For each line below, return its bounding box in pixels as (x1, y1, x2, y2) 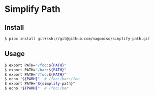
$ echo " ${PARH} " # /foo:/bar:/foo (4, 77, 80, 82)
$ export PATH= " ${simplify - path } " (4, 81, 76, 86)
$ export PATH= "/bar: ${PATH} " (4, 67, 67, 72)
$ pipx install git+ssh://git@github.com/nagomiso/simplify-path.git (4, 36, 151, 41)
